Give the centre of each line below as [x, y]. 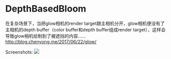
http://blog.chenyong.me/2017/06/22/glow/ [51, 41]
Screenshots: [19, 52]
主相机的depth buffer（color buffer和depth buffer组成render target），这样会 [86, 29]
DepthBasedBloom [46, 9]
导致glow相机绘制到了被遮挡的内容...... [45, 36]
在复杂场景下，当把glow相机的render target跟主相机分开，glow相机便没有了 [85, 23]
